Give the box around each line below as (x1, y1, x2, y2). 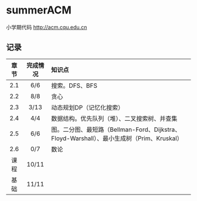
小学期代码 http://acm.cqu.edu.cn (6, 23, 87, 30)
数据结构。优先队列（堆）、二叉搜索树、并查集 (51, 114, 178, 122)
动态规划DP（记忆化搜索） (51, 103, 124, 111)
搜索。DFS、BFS (51, 81, 98, 90)
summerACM (6, 4, 72, 17)
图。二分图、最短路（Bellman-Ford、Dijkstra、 (51, 125, 181, 134)
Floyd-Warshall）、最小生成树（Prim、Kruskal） (51, 134, 183, 142)
